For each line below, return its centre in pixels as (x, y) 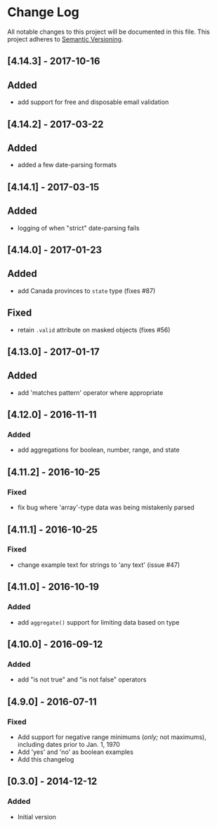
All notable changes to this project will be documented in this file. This (109, 32)
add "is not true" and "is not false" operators (82, 679)
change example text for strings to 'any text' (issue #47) (99, 565)
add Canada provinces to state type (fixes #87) (86, 291)
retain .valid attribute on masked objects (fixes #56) (94, 330)
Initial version (37, 816)
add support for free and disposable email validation (93, 102)
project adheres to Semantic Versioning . (65, 39)
